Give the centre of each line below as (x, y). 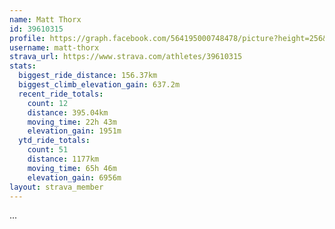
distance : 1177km (63, 159)
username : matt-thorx (54, 47)
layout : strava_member (56, 187)
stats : (23, 66)
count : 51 (48, 150)
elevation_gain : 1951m (74, 131)
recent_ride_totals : (61, 94)
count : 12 (48, 103)
